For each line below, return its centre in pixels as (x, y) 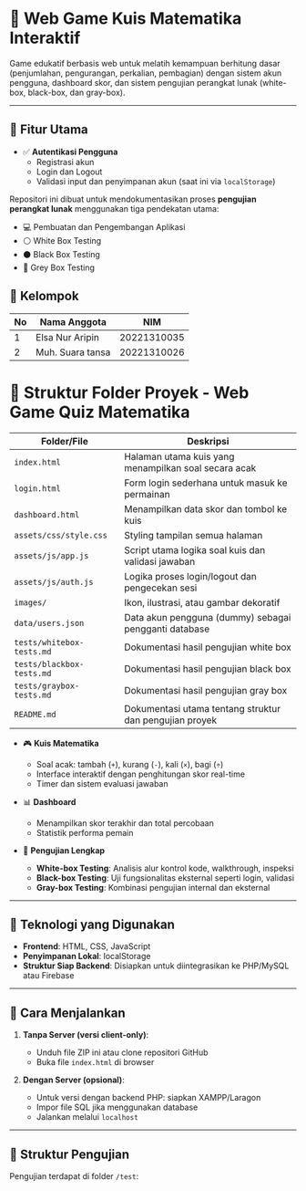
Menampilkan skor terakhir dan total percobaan (125, 823)
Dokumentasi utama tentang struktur (202, 708)
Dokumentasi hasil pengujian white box (208, 647)
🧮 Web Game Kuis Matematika (126, 19)
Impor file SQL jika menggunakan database (117, 1107)
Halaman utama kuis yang (179, 456)
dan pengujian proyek (170, 720)
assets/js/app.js (51, 555)
